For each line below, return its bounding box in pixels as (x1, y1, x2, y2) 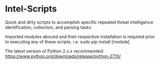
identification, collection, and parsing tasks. (5, 24, 92, 30)
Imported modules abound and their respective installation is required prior (5, 34, 155, 39)
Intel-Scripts (5, 3, 57, 14)
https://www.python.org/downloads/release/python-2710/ (5, 53, 121, 59)
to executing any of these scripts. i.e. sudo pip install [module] (5, 38, 130, 44)
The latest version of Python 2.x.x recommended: (5, 48, 105, 54)
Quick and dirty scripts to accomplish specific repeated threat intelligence (5, 19, 153, 25)
